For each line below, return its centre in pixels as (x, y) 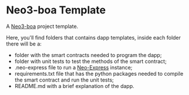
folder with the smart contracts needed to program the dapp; (88, 55)
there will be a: (24, 44)
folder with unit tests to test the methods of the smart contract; (91, 61)
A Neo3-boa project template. (42, 26)
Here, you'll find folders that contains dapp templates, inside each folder (93, 37)
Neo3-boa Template (56, 10)
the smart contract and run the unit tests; (64, 80)
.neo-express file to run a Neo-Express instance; (73, 67)
